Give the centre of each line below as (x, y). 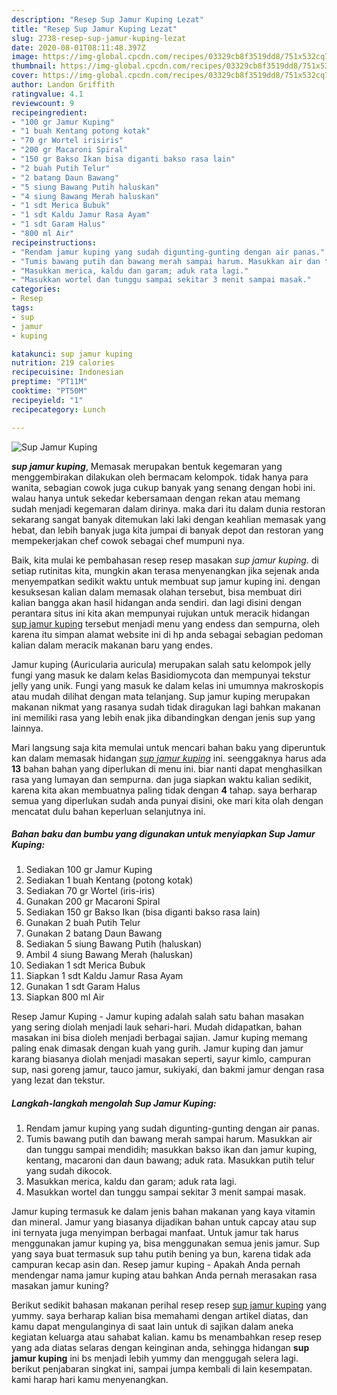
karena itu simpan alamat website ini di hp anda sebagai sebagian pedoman (167, 634)
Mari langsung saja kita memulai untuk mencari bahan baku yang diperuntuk (168, 747)
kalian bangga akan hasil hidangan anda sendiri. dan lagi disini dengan (157, 602)
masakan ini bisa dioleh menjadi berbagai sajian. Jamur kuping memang (159, 1038)
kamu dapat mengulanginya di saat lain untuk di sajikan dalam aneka (152, 1327)
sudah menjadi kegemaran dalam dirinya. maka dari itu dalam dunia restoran (168, 508)
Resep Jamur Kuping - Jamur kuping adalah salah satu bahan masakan (157, 1017)
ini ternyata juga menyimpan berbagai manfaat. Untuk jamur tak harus (155, 1233)
